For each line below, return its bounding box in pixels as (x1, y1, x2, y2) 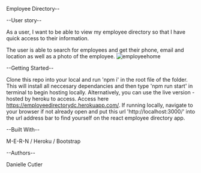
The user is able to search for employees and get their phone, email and (6, 46, 184, 53)
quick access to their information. (6, 35, 89, 41)
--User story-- (6, 17, 42, 23)
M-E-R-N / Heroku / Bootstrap (6, 138, 81, 145)
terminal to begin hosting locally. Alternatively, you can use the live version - (6, 89, 195, 96)
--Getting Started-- (6, 64, 54, 71)
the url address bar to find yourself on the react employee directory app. (6, 114, 185, 121)
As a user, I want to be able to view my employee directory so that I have (6, 28, 186, 35)
